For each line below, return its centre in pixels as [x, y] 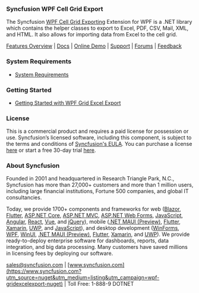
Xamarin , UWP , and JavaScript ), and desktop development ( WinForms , [93, 228]
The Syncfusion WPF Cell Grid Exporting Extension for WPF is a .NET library [99, 22]
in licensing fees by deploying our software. [60, 253]
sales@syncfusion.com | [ [38, 265]
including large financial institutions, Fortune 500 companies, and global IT [97, 191]
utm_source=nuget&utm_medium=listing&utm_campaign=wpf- [83, 278]
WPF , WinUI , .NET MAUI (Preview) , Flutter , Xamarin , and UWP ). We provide [98, 235]
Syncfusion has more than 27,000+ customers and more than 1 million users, [100, 185]
